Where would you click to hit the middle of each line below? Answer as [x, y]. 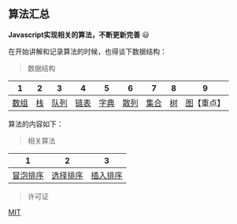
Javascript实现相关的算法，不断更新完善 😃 [79, 35]
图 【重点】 [206, 103]
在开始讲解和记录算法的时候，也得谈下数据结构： [87, 51]
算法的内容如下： [36, 124]
